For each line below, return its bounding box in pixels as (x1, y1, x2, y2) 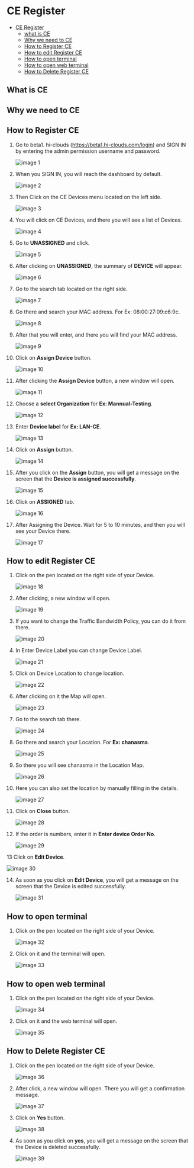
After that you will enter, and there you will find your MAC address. (15, 331, 177, 338)
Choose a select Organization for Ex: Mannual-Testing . (15, 400, 153, 407)
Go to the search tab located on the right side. (15, 285, 128, 292)
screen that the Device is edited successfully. (15, 883, 127, 890)
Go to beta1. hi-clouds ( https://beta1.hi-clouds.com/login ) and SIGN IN (15, 141, 186, 148)
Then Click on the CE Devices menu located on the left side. (15, 193, 162, 200)
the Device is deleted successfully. (15, 1143, 101, 1150)
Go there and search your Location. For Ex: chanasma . (15, 739, 150, 746)
